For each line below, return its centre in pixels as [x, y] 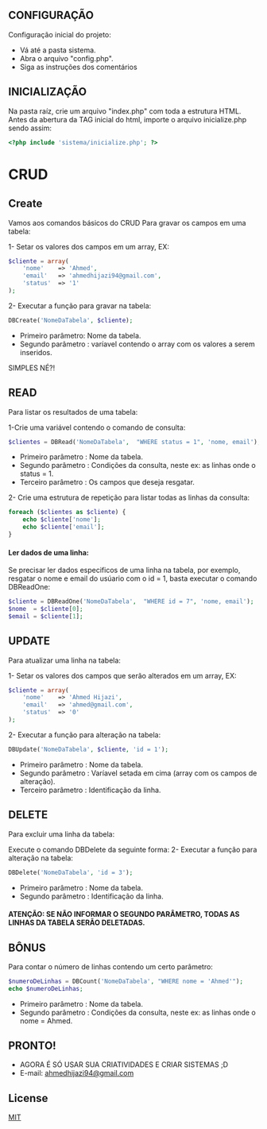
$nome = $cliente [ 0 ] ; [46, 609]
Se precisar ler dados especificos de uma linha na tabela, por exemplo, [124, 570]
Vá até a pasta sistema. [58, 50]
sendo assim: [30, 128]
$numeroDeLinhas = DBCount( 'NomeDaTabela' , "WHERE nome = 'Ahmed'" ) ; [126, 981]
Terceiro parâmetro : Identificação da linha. [90, 790]
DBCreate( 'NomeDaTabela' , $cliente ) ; [71, 320]
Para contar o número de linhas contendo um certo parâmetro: [110, 966]
